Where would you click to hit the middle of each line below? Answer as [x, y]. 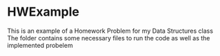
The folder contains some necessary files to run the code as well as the [109, 38]
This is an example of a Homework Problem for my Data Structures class [110, 31]
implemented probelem [40, 45]
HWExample [43, 12]
